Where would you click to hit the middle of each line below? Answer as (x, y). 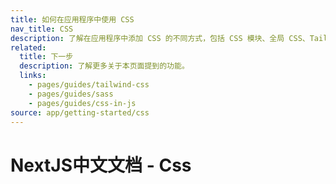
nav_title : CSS (42, 29)
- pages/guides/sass (71, 94)
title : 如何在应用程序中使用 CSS (72, 19)
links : (33, 76)
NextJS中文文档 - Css (101, 165)
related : (28, 47)
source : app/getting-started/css (80, 112)
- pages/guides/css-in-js (82, 103)
